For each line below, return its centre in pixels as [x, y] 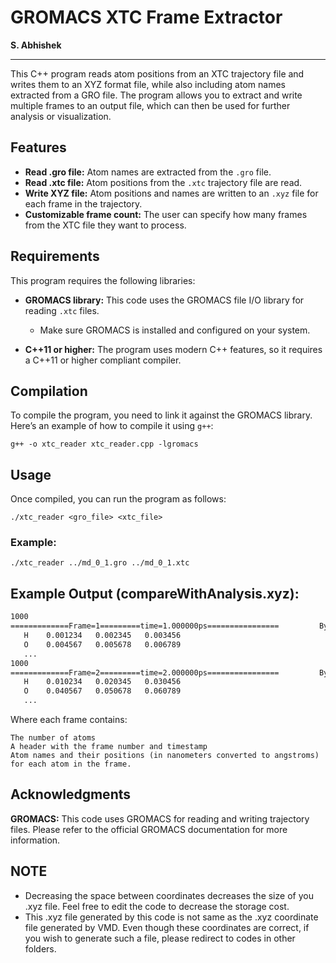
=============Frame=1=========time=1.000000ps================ [145, 626]
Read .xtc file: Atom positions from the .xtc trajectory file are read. [163, 182]
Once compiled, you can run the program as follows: [118, 499]
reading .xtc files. [62, 310]
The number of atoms [53, 738]
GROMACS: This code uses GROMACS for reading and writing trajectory [160, 818]
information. [35, 840]
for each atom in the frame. [71, 764]
